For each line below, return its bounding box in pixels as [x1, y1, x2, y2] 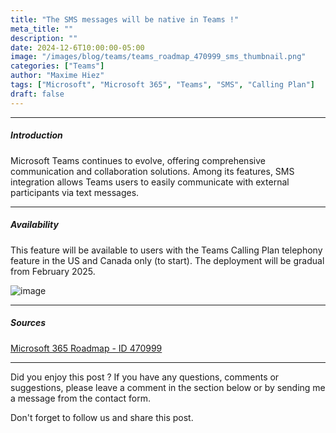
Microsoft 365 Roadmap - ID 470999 [10, 342, 163, 354]
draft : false [10, 89, 65, 99]
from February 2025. [10, 265, 96, 277]
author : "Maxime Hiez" [10, 71, 105, 81]
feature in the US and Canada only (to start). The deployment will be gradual [10, 254, 325, 266]
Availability [10, 219, 59, 231]
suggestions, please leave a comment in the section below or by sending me [10, 381, 326, 393]
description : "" [10, 33, 78, 43]
